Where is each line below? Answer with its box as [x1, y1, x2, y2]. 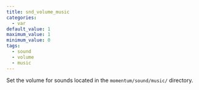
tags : [6, 43, 20, 49]
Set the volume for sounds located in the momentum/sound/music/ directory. [6, 77, 193, 84]
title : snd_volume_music [6, 9, 70, 15]
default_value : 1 [6, 26, 51, 32]
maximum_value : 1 [6, 32, 51, 38]
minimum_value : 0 [6, 37, 51, 43]
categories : [6, 15, 37, 21]
